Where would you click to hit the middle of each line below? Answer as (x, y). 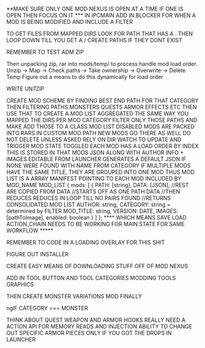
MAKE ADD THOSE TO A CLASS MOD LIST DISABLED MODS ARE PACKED (100, 127)
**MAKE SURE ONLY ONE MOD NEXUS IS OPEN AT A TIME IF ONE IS (95, 9)
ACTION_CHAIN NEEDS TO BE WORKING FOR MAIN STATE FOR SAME (95, 224)
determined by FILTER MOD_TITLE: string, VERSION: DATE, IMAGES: (92, 211)
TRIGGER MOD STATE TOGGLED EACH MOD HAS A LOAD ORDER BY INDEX (102, 146)
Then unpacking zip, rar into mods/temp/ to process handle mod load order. (102, 64)
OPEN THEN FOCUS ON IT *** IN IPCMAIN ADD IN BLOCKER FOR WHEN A (101, 15)
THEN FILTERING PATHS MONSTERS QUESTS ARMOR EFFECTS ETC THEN (102, 107)
